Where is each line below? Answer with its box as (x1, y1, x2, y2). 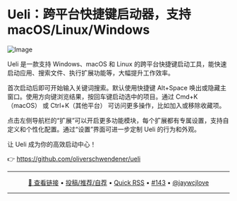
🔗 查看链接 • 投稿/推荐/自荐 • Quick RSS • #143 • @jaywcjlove (28, 178, 209, 187)
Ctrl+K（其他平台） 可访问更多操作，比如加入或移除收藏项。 (50, 101, 226, 109)
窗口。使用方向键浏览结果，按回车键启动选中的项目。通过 (7, 92, 174, 101)
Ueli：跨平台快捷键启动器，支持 (7, 6, 192, 23)
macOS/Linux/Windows (7, 22, 150, 38)
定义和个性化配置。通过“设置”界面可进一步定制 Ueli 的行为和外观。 (7, 125, 201, 133)
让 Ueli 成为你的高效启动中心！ (7, 140, 97, 148)
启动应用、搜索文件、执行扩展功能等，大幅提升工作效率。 (7, 68, 174, 77)
